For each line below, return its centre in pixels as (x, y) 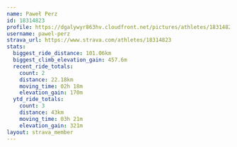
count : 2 (32, 73)
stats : (16, 47)
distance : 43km (42, 112)
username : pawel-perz (39, 34)
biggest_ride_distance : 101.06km (62, 54)
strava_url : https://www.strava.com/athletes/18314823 (89, 40)
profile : (19, 27)
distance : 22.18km (46, 80)
